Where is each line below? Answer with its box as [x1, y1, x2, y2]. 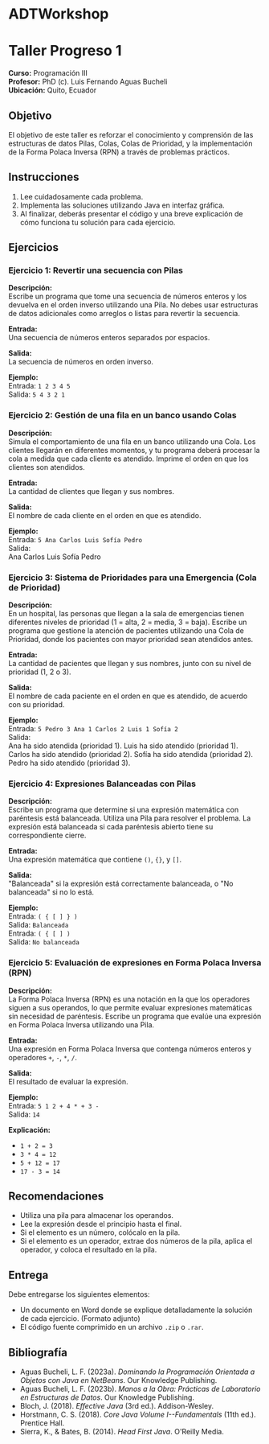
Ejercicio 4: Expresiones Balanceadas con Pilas [8, 778, 197, 789]
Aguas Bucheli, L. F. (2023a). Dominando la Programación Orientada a [19, 1367, 255, 1376]
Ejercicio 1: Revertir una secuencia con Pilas [8, 265, 183, 276]
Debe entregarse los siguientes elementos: [8, 1290, 150, 1299]
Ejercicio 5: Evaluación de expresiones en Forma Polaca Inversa [8, 957, 262, 969]
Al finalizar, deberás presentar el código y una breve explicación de [19, 208, 243, 218]
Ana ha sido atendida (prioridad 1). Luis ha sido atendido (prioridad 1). [8, 741, 238, 751]
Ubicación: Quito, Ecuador [8, 85, 97, 95]
